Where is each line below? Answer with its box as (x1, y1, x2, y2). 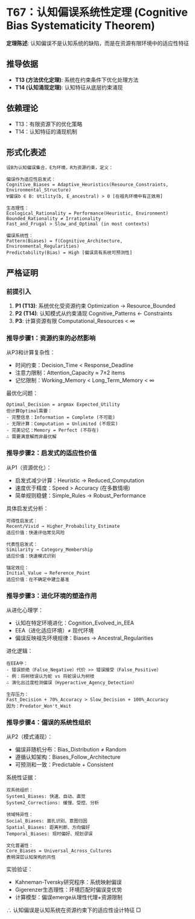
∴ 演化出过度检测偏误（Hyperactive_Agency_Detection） (6, 680, 137, 686)
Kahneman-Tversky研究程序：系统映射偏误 (14, 878, 122, 886)
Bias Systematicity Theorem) (6, 19, 155, 33)
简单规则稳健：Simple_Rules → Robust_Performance (14, 492, 146, 499)
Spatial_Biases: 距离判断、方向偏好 (6, 825, 91, 831)
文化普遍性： (6, 843, 34, 849)
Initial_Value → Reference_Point (6, 570, 91, 576)
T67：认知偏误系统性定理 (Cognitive (6, 5, 188, 19)
